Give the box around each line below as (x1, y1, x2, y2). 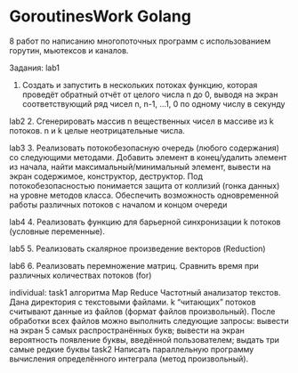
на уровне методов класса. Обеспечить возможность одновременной (9, 190, 279, 200)
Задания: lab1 (9, 62, 60, 73)
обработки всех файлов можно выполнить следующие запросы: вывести (9, 315, 289, 326)
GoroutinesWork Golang (9, 6, 191, 27)
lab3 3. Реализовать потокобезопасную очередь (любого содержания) (9, 142, 280, 153)
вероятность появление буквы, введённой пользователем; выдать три (9, 334, 280, 345)
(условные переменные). (9, 225, 105, 237)
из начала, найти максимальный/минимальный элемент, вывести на (9, 161, 271, 172)
